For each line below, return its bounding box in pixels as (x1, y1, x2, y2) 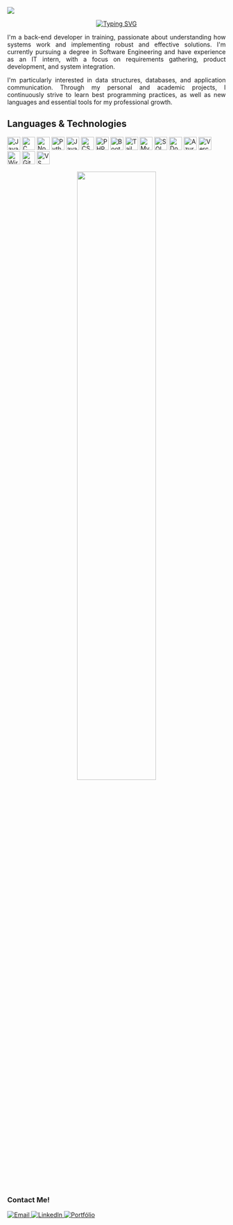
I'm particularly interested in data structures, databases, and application (7, 76, 226, 84)
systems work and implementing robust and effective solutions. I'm (7, 40, 226, 49)
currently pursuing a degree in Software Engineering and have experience (7, 48, 226, 55)
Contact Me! (7, 1194, 50, 1204)
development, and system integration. (7, 62, 116, 71)
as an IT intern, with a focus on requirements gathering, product (7, 55, 226, 63)
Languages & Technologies (7, 118, 127, 130)
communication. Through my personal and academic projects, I (7, 83, 226, 92)
